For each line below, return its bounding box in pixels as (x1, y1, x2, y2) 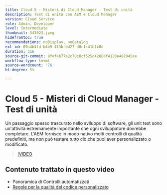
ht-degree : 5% (5, 68, 35, 73)
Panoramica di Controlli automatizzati (12, 179, 90, 185)
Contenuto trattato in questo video (5, 165, 115, 174)
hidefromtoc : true (5, 35, 43, 40)
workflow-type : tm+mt (5, 58, 50, 63)
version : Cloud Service (5, 16, 55, 21)
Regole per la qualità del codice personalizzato (12, 184, 109, 190)
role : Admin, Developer (5, 21, 55, 26)
